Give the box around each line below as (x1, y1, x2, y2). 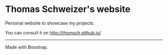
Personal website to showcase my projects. (5, 20, 95, 26)
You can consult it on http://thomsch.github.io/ (5, 29, 101, 35)
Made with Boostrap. (5, 44, 48, 50)
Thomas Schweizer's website (5, 3, 131, 15)
